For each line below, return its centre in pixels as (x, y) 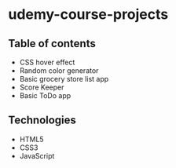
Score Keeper (42, 87)
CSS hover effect (47, 62)
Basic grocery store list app (64, 79)
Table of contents (52, 44)
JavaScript (37, 155)
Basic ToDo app (45, 95)
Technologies (42, 121)
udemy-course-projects (88, 15)
